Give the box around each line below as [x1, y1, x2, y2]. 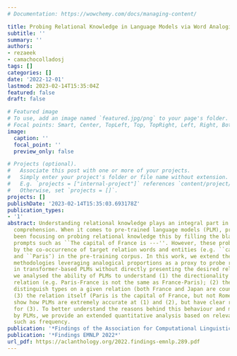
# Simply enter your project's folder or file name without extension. [7, 174, 229, 181]
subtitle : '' [7, 30, 46, 37]
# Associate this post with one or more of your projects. [7, 167, 191, 174]
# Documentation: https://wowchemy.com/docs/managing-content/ [7, 10, 197, 18]
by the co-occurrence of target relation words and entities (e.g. [13, 246, 217, 253]
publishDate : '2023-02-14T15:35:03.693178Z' [7, 200, 140, 207]
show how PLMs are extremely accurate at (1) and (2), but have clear [13, 299, 226, 306]
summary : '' [7, 36, 42, 43]
